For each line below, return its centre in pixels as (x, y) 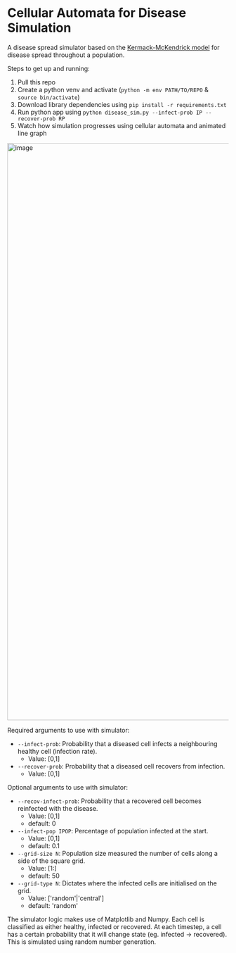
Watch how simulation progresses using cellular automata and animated (122, 125)
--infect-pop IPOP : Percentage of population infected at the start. (113, 831)
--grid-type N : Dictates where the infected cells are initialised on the (117, 883)
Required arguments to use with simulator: (68, 730)
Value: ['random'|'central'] (66, 898)
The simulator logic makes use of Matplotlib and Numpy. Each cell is (106, 919)
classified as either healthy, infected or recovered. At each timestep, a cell (114, 926)
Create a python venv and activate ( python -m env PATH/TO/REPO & (113, 89)
